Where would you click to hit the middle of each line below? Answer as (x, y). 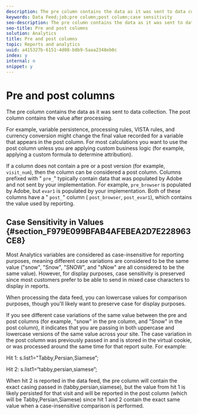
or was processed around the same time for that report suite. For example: (96, 347)
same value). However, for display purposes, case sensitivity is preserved (95, 274)
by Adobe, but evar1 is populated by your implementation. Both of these (93, 191)
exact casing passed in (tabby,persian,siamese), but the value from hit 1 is (96, 387)
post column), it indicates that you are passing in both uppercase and (90, 328)
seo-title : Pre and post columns (47, 28)
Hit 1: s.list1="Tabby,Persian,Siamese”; (52, 358)
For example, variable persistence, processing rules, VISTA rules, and (90, 130)
